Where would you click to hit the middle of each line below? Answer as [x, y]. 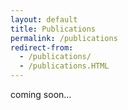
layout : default [44, 19]
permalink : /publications [64, 38]
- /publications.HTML [64, 66]
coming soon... [41, 94]
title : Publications [53, 29]
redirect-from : [42, 47]
